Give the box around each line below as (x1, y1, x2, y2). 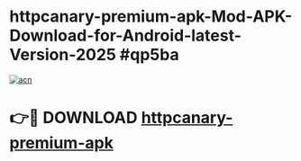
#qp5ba (119, 45, 179, 65)
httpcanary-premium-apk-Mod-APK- (9, 6, 293, 27)
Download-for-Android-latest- (9, 25, 242, 46)
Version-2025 (9, 45, 117, 65)
